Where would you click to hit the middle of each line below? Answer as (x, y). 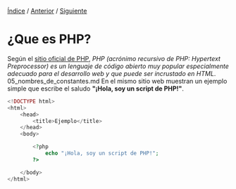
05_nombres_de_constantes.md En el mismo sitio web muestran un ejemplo (117, 81)
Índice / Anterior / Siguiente (47, 11)
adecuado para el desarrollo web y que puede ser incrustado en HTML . (112, 73)
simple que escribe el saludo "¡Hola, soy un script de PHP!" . (96, 89)
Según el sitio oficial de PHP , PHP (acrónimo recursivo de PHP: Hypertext (114, 58)
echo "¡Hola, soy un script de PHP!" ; (102, 154)
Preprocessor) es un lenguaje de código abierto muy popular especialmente (118, 66)
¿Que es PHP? (49, 39)
